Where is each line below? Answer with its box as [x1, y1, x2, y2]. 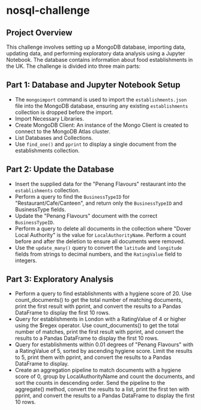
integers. [14, 256, 37, 264]
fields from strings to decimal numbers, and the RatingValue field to [14, 250, 182, 258]
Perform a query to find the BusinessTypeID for [14, 193, 130, 200]
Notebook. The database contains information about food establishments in [6, 56, 193, 63]
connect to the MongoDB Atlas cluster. [14, 127, 111, 135]
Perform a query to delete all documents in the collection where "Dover [14, 225, 191, 232]
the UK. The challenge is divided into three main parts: [6, 62, 141, 70]
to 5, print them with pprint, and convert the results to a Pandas [14, 354, 172, 361]
